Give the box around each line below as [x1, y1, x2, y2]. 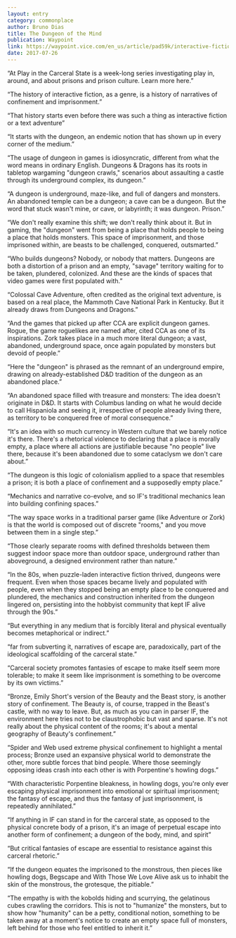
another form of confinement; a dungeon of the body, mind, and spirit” [7, 830, 211, 839]
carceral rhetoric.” [7, 851, 60, 860]
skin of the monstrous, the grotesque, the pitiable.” [7, 880, 155, 888]
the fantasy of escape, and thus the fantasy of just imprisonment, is [7, 794, 203, 803]
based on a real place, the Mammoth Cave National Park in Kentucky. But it [7, 297, 225, 306]
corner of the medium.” [7, 139, 75, 148]
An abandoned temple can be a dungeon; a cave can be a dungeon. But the [7, 196, 227, 205]
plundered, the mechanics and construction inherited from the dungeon [7, 592, 215, 601]
